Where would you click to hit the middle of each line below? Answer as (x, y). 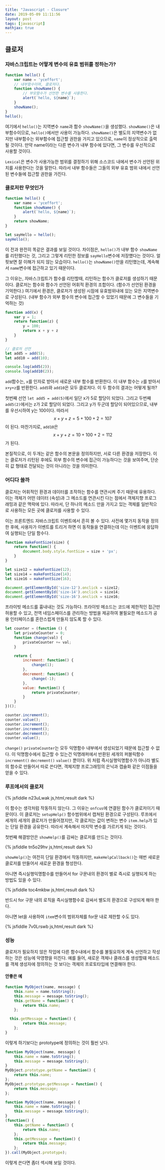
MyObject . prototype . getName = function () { (50, 1070)
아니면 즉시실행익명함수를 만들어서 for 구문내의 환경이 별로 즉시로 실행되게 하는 (81, 874)
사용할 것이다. (18, 151)
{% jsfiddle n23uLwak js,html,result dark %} (50, 798)
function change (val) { (38, 638)
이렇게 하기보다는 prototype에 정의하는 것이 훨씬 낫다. (57, 1042)
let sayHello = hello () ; (31, 235)
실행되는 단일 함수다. (30, 533)
